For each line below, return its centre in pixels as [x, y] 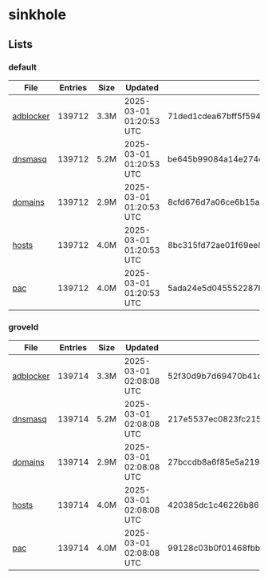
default [23, 67]
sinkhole [37, 15]
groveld [24, 327]
